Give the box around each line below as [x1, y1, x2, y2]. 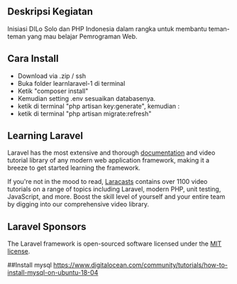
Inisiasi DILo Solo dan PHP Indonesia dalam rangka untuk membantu [7, 24, 207, 33]
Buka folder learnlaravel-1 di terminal [17, 79, 126, 87]
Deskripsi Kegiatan [7, 6, 94, 18]
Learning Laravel [7, 130, 84, 142]
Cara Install [7, 53, 59, 65]
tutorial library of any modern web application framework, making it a [7, 156, 210, 165]
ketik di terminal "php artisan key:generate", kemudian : [17, 102, 180, 110]
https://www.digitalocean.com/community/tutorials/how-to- [53, 261, 228, 269]
